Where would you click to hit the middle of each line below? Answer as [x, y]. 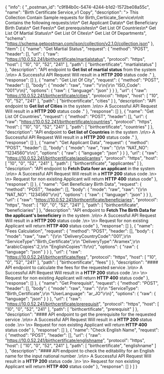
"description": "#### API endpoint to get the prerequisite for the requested [81, 314]
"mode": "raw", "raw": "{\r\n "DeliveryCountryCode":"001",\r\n [68, 236]
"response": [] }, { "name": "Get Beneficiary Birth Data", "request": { [73, 184]
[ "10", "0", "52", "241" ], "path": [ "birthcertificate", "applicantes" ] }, [74, 163]
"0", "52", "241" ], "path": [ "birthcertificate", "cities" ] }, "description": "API [80, 101]
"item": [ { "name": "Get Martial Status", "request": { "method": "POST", [77, 49]
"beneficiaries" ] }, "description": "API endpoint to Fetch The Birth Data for [81, 210]
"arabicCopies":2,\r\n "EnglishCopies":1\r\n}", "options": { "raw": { [72, 247]
